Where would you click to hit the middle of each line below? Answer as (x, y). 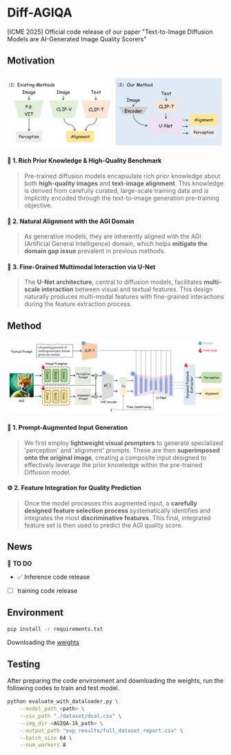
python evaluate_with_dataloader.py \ (63, 702)
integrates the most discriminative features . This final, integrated (118, 517)
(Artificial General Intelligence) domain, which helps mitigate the (116, 244)
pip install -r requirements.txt (55, 629)
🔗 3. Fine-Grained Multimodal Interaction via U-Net (81, 267)
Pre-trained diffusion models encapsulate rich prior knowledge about (122, 176)
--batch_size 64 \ (46, 738)
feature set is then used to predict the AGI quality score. (103, 525)
